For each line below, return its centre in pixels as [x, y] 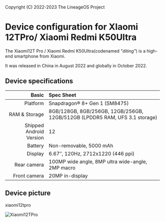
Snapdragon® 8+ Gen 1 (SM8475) [89, 103]
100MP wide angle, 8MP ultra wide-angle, [98, 162]
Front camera [28, 175]
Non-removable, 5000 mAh [81, 145]
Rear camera [29, 165]
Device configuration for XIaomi [72, 27]
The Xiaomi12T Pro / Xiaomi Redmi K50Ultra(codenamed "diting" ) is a [75, 51]
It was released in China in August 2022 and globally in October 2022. [76, 65]
